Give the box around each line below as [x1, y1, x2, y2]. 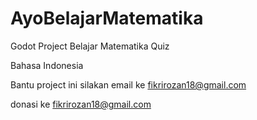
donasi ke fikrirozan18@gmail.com [10, 98, 152, 110]
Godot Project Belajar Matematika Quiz [10, 40, 170, 52]
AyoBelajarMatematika [10, 7, 204, 30]
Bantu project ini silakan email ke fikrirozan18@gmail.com [10, 78, 247, 91]
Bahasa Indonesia [10, 59, 84, 71]
